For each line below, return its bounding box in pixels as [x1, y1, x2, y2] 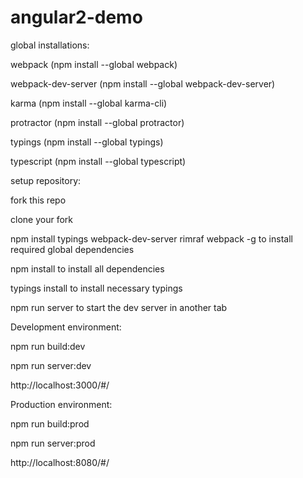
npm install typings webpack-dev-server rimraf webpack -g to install [10, 232, 293, 245]
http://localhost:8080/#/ [10, 456, 110, 468]
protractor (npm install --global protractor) [10, 116, 185, 128]
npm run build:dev [10, 340, 86, 352]
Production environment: [10, 398, 113, 410]
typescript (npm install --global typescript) [10, 155, 187, 167]
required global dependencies [10, 243, 135, 255]
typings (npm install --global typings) [10, 136, 164, 148]
